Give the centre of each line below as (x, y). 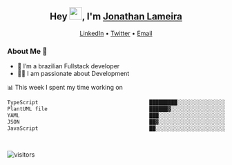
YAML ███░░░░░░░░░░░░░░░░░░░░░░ (117, 115)
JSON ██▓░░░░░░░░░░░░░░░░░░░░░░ (117, 122)
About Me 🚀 (27, 51)
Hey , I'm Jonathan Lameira (116, 17)
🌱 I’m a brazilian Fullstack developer (68, 66)
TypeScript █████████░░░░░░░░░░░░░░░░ (117, 103)
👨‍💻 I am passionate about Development (73, 74)
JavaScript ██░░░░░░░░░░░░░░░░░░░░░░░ (117, 128)
